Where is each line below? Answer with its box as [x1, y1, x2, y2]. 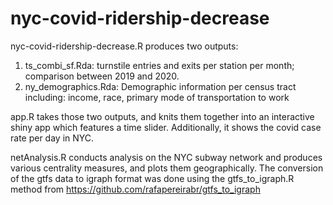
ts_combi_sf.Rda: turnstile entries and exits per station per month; [24, 59, 295, 71]
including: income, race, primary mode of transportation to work [24, 91, 290, 103]
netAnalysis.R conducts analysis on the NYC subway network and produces [10, 151, 323, 163]
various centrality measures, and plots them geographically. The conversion [10, 162, 324, 174]
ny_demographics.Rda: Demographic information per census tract [24, 80, 297, 92]
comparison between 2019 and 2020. [24, 70, 180, 82]
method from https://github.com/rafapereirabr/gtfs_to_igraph [10, 183, 261, 195]
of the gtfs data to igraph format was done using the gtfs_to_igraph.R [10, 172, 295, 184]
